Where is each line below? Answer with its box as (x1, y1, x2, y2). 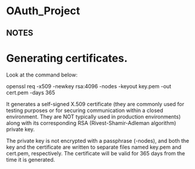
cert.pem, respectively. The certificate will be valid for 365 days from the (6, 149, 185, 157)
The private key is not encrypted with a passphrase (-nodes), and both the (6, 137, 190, 144)
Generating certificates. (6, 52, 128, 65)
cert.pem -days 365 (6, 89, 55, 96)
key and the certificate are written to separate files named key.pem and (6, 144, 182, 151)
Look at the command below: (6, 71, 78, 78)
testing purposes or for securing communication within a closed (6, 107, 163, 114)
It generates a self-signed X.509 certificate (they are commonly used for (6, 100, 185, 107)
